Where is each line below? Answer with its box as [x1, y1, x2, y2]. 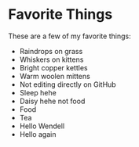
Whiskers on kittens [19, 55, 84, 64]
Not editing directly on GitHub [19, 80, 116, 89]
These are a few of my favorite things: [8, 31, 131, 41]
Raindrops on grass [19, 46, 83, 56]
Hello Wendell [19, 121, 65, 131]
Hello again [19, 129, 57, 138]
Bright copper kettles [19, 63, 88, 72]
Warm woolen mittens [19, 71, 90, 81]
